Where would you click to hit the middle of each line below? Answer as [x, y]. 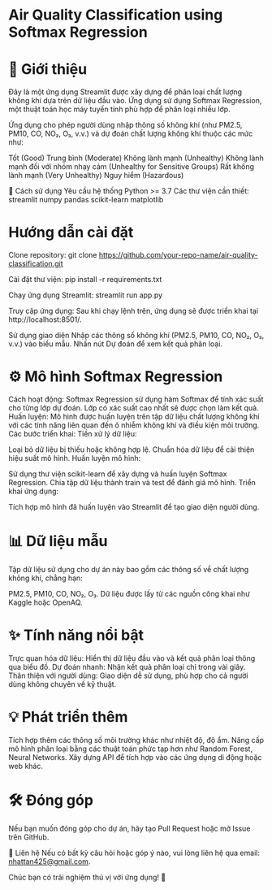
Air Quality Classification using [116, 15]
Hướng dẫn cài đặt [71, 232]
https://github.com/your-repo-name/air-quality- [178, 255]
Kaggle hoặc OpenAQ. [45, 602]
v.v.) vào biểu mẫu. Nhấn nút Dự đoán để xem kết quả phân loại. [116, 344]
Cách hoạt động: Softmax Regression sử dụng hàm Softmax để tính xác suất [136, 399]
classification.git [36, 264]
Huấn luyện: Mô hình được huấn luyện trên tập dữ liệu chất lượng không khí [134, 417]
